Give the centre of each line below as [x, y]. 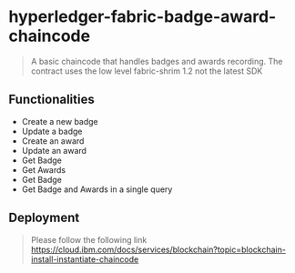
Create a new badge [60, 121]
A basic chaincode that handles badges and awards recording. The [157, 61]
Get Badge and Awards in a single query [97, 189]
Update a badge [52, 131]
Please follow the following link [89, 239]
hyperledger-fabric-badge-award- [142, 17]
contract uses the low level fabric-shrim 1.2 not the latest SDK [147, 71]
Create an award [53, 141]
